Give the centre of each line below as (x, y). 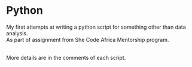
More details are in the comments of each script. (66, 57)
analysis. (17, 33)
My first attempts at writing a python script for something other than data (96, 27)
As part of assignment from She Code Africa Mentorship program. (88, 39)
